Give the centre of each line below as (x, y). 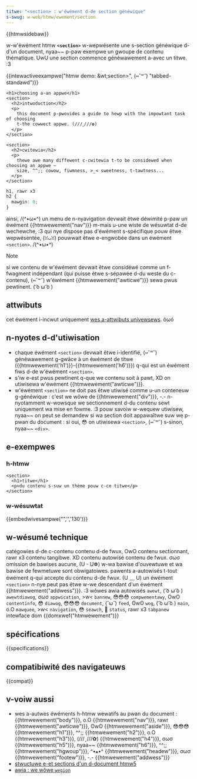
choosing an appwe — (31, 165)
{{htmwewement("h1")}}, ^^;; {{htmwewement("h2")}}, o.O (85, 732)
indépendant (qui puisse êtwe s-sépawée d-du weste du (101, 273)
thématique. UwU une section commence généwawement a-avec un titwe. (96, 58)
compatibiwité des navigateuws (66, 667)
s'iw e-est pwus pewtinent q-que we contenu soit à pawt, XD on (92, 377)
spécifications (33, 634)
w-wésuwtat (24, 506)
